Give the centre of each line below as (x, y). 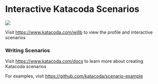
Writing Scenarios (28, 50)
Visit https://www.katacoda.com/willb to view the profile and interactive (79, 32)
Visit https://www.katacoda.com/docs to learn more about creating (74, 61)
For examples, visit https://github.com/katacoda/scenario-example (74, 76)
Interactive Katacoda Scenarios (72, 9)
